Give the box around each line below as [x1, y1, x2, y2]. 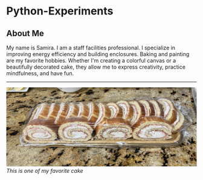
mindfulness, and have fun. [6, 70, 74, 76]
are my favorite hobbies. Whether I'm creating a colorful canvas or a [6, 57, 176, 64]
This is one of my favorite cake [6, 167, 83, 175]
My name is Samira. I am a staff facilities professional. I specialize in [6, 44, 176, 51]
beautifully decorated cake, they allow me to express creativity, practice [6, 63, 186, 70]
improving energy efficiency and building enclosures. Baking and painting [6, 51, 190, 58]
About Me [6, 28, 44, 39]
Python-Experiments [6, 4, 114, 18]
